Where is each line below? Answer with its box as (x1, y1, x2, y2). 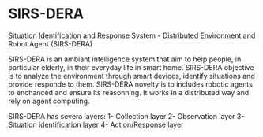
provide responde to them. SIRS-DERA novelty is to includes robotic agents (8, 80, 253, 89)
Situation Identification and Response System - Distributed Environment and (8, 31, 256, 40)
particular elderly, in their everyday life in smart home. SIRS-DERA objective (8, 62, 254, 72)
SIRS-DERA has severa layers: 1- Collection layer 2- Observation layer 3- (8, 111, 245, 120)
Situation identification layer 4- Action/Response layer (8, 120, 184, 129)
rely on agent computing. (8, 96, 90, 106)
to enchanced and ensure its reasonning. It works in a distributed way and (8, 87, 250, 97)
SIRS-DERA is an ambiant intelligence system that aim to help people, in (8, 54, 242, 64)
